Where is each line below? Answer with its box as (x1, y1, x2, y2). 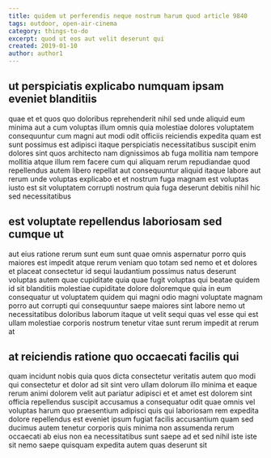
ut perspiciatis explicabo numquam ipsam (8, 79, 224, 93)
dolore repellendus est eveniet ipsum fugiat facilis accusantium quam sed (8, 414, 254, 424)
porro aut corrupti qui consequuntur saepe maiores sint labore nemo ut (8, 301, 245, 310)
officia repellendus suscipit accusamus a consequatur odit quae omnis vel (8, 397, 256, 407)
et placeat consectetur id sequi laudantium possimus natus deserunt (8, 266, 237, 276)
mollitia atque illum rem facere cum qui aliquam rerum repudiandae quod (8, 156, 251, 166)
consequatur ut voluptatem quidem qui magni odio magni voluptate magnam (8, 292, 263, 302)
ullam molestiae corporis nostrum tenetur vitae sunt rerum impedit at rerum (8, 318, 259, 327)
